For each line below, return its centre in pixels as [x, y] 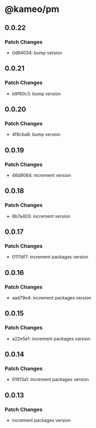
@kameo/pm [32, 9]
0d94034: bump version [37, 52]
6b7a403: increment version [41, 216]
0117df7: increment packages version [50, 257]
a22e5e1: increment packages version [51, 338]
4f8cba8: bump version [36, 134]
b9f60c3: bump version [36, 93]
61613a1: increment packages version [50, 379]
